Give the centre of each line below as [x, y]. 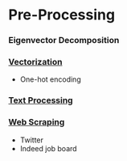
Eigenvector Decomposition [64, 40]
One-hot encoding [51, 79]
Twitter [32, 140]
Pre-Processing [61, 15]
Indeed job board [49, 148]
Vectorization [35, 62]
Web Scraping [37, 122]
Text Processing [41, 100]
